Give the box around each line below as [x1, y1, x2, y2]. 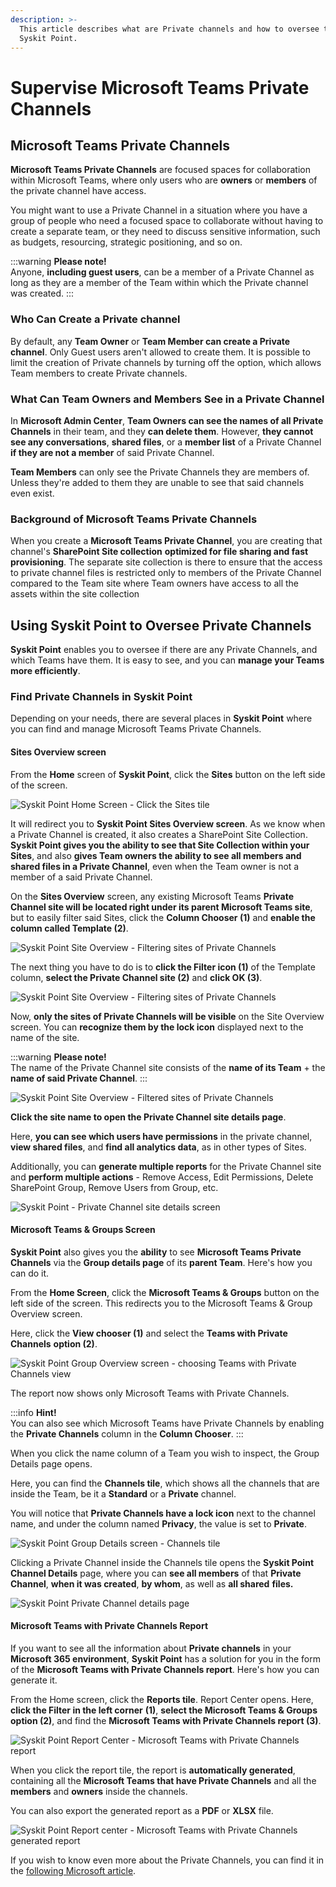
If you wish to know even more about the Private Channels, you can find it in [10, 1854, 325, 1866]
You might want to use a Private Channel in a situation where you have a [10, 204, 308, 216]
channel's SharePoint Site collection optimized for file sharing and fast [10, 546, 309, 558]
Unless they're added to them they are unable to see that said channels [10, 476, 305, 488]
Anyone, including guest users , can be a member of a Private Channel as [10, 266, 315, 278]
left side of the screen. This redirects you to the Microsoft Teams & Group [10, 1297, 313, 1309]
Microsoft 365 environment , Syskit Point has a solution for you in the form [10, 1652, 321, 1665]
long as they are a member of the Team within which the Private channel [10, 277, 309, 289]
